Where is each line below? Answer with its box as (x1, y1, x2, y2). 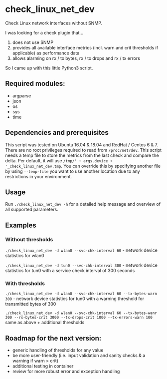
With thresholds (5, 280, 45, 287)
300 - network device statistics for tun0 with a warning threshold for (5, 296, 145, 302)
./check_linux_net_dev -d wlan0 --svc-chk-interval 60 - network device (5, 247, 158, 253)
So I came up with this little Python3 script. (5, 65, 93, 71)
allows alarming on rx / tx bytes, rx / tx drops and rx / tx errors (12, 55, 141, 61)
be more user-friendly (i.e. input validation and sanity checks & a (12, 353, 146, 359)
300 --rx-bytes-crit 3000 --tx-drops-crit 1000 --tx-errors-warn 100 (5, 315, 153, 320)
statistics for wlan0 (5, 253, 44, 259)
